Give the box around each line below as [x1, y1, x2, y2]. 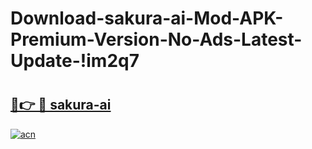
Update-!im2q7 [10, 50, 140, 72]
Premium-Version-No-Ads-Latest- [10, 28, 303, 51]
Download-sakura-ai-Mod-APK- [10, 7, 284, 30]
